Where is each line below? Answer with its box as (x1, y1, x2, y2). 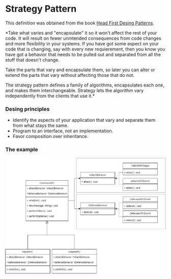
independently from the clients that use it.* (5, 93, 95, 99)
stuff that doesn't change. (5, 57, 60, 63)
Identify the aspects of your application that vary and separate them (12, 117, 156, 123)
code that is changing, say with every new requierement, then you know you (5, 46, 165, 52)
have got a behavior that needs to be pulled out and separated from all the (5, 51, 161, 58)
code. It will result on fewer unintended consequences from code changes (5, 35, 161, 41)
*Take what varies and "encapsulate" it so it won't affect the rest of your (5, 30, 157, 36)
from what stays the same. (12, 123, 69, 129)
